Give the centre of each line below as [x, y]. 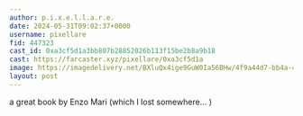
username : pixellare [48, 34]
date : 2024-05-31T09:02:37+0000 [70, 26]
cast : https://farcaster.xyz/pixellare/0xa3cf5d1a [106, 59]
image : [22, 68]
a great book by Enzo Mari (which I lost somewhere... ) [111, 102]
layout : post [34, 76]
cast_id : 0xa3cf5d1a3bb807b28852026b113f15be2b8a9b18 [113, 51]
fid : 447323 [32, 43]
